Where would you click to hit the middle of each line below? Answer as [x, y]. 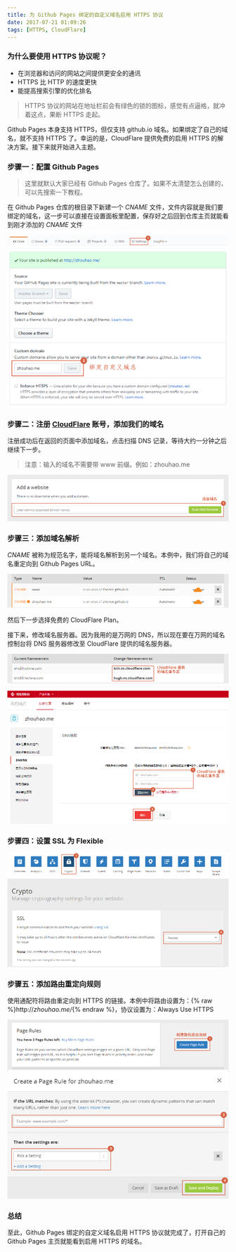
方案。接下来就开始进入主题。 [56, 147]
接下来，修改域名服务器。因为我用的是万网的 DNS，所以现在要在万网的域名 [116, 635]
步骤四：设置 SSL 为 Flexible [55, 841]
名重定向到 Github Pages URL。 [53, 564]
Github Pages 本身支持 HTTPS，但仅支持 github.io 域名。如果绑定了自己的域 [118, 129]
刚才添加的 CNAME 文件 [48, 224]
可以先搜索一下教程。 [55, 192]
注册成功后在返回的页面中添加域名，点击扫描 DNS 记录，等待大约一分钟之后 [117, 441]
